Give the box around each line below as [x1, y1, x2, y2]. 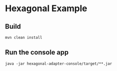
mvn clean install [5, 35, 42, 40]
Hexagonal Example [5, 3, 88, 14]
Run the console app [5, 48, 69, 56]
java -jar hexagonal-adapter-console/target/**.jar [5, 61, 112, 66]
